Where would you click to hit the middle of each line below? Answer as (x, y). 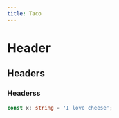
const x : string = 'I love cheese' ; (60, 108)
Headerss (24, 93)
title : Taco (24, 14)
